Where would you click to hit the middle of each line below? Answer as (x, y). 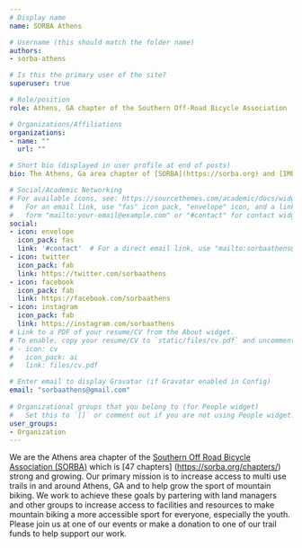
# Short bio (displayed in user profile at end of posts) (120, 166)
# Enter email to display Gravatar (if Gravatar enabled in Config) (140, 382)
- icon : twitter (40, 257)
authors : (26, 50)
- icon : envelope (42, 232)
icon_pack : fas (46, 240)
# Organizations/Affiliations (66, 124)
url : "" (32, 149)
